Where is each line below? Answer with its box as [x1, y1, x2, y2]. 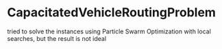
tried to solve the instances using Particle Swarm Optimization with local [7, 27, 211, 35]
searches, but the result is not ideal [7, 34, 107, 42]
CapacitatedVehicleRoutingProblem [7, 5, 216, 20]
